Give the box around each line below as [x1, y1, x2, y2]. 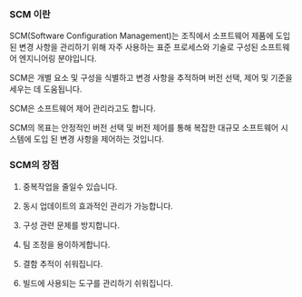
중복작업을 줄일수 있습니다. [22, 181, 118, 192]
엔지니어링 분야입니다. [18, 53, 97, 64]
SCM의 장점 [9, 159, 60, 172]
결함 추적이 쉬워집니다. [22, 258, 103, 269]
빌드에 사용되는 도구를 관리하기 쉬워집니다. [22, 277, 174, 288]
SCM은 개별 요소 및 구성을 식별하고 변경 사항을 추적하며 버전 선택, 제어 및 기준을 [9, 73, 293, 84]
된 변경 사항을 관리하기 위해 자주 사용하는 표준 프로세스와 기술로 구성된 [9, 42, 258, 53]
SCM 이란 [9, 7, 52, 20]
